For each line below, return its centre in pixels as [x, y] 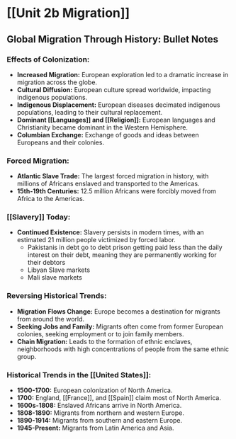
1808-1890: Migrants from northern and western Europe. [101, 413]
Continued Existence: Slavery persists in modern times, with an [111, 232]
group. [27, 356]
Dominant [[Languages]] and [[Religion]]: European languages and [116, 120]
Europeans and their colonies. [60, 142]
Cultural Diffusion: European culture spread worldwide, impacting [114, 89]
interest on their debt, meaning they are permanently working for [122, 255]
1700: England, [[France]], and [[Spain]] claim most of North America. [119, 398]
